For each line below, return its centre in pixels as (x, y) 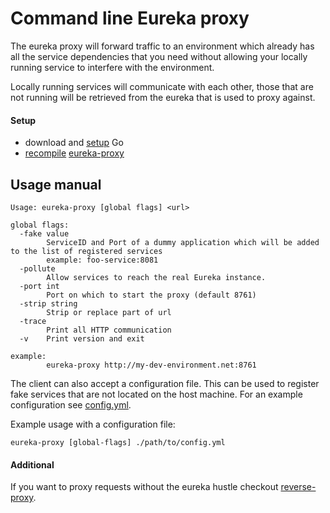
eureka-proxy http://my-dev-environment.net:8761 (151, 365)
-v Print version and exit (82, 338)
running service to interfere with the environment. (112, 67)
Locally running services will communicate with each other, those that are (162, 86)
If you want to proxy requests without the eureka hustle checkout (144, 487)
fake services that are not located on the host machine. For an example (156, 394)
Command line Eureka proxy (130, 18)
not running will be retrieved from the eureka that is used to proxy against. (163, 97)
